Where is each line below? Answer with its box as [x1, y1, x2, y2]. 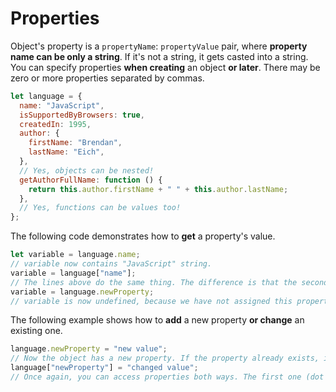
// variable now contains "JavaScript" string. [10, 259, 213, 269]
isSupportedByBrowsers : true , [19, 110, 145, 120]
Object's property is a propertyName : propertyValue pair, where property [10, 40, 308, 52]
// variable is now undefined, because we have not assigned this [10, 296, 293, 306]
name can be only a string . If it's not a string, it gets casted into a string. [10, 50, 309, 62]
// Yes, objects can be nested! [19, 165, 155, 176]
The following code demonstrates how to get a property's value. [10, 230, 276, 242]
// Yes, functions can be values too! [19, 203, 182, 213]
